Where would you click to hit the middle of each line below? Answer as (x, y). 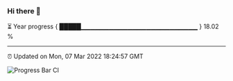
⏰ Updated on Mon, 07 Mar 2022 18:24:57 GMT (75, 56)
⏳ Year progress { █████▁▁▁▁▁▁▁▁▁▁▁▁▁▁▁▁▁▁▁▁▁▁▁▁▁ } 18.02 (113, 26)
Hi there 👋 (24, 11)
